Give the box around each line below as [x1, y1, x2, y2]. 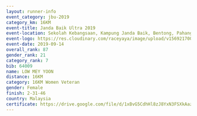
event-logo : [6, 36, 35, 42]
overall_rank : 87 [6, 47, 49, 53]
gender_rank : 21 [6, 52, 46, 58]
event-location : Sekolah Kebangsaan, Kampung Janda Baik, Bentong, [6, 30, 175, 36]
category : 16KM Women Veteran [6, 80, 80, 86]
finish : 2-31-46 [6, 90, 46, 96]
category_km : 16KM [6, 19, 51, 25]
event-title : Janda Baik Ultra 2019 [6, 25, 96, 31]
